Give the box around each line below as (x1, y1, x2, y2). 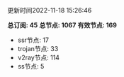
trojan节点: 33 (17, 45, 59, 52)
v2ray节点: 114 (17, 53, 60, 62)
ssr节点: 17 (17, 36, 50, 44)
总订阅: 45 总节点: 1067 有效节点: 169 (7, 21, 117, 29)
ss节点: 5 (17, 62, 45, 70)
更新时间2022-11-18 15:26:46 (7, 6, 92, 14)
